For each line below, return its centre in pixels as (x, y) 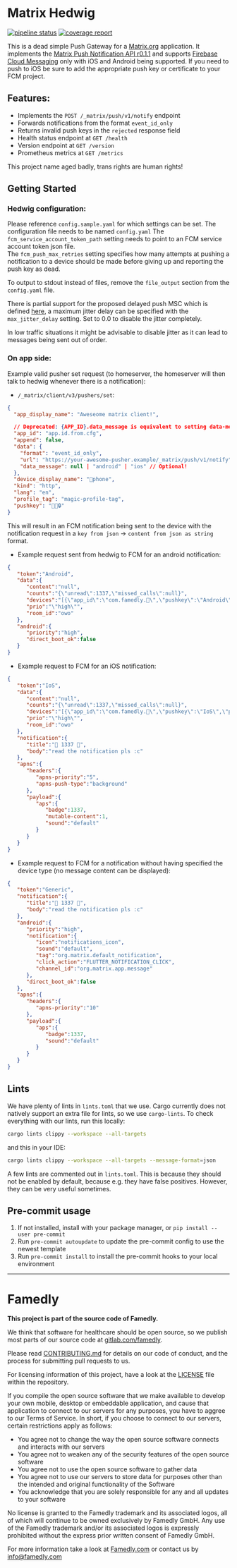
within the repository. (38, 1382)
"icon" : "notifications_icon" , (80, 942)
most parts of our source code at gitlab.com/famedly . (85, 1340)
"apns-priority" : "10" (67, 1008)
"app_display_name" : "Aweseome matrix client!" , (86, 414)
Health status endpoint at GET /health (73, 138)
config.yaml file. (31, 290)
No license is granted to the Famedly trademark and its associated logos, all (117, 1513)
